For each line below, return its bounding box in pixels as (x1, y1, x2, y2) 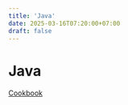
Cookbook (8, 88, 43, 98)
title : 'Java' (8, 11, 56, 20)
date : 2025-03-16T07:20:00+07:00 (8, 19, 121, 27)
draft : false (8, 27, 52, 35)
